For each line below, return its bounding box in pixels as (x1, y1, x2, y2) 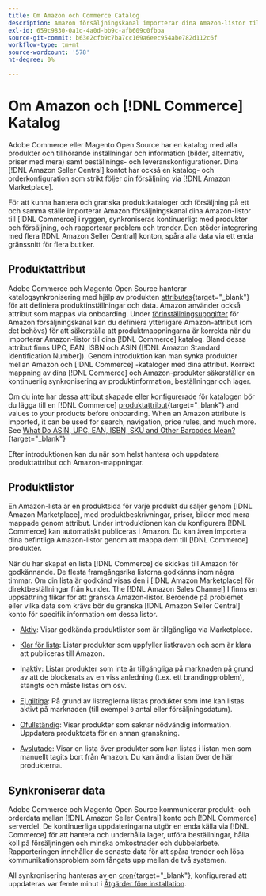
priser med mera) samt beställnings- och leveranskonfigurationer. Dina (8, 156, 239, 167)
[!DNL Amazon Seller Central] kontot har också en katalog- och (8, 165, 215, 174)
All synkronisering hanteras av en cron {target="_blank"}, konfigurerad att (8, 871, 247, 880)
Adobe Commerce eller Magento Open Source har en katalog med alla (8, 140, 237, 149)
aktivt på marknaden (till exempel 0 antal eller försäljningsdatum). (19, 705, 233, 714)
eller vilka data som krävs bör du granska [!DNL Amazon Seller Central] (8, 601, 241, 611)
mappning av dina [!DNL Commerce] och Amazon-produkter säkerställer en (8, 368, 256, 377)
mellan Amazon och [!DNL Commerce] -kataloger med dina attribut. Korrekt (8, 359, 255, 369)
